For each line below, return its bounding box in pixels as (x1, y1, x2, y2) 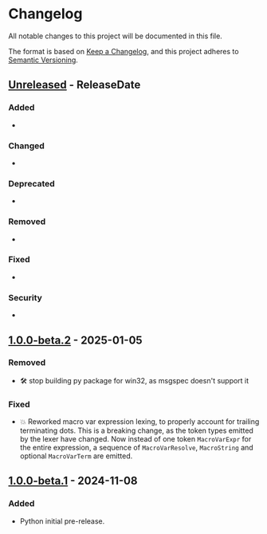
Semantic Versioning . (8, 55, 78, 65)
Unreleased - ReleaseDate (8, 78, 141, 92)
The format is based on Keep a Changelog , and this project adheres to (8, 46, 239, 56)
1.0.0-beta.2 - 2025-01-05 (8, 333, 143, 347)
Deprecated (8, 178, 56, 189)
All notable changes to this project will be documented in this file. (8, 31, 223, 41)
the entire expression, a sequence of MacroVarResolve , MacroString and (19, 443, 253, 453)
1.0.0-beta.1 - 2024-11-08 (8, 474, 138, 488)
